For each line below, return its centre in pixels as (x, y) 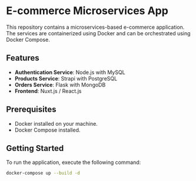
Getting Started (35, 148)
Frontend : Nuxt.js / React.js (48, 91)
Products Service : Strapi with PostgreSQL (66, 78)
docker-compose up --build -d (43, 173)
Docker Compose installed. (47, 130)
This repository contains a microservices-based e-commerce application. (95, 27)
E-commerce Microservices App (87, 11)
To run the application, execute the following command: (74, 162)
